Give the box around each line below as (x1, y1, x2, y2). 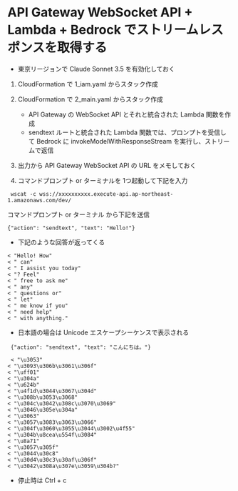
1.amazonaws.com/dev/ (7, 197, 72, 204)
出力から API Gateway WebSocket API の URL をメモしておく (17, 161, 197, 169)
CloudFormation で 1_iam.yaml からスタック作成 (17, 79, 158, 88)
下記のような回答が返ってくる (17, 237, 105, 247)
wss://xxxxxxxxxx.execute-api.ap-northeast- (38, 190, 174, 197)
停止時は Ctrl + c (17, 476, 67, 485)
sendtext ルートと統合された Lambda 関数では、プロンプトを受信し (28, 128, 227, 137)
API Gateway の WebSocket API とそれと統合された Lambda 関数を (28, 110, 225, 119)
